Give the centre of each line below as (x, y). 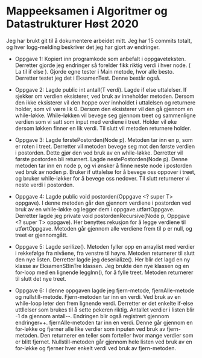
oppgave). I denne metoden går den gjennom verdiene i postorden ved (103, 203)
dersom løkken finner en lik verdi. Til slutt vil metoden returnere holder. (103, 128)
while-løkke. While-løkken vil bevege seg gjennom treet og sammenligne (105, 115)
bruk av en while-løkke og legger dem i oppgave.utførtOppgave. (95, 209)
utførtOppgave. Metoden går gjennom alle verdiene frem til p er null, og (103, 228)
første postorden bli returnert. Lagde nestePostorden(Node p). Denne (101, 159)
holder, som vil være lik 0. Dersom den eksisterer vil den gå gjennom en (104, 109)
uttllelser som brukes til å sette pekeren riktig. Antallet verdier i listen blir (105, 310)
